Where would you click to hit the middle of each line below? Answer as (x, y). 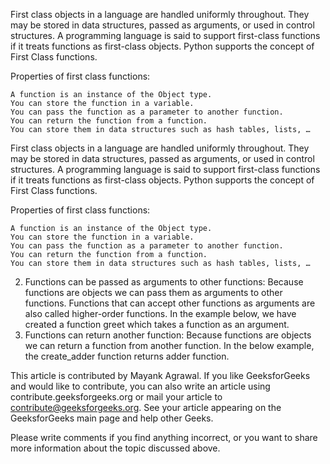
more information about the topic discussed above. (115, 448)
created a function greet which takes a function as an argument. (157, 324)
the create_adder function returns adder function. (127, 356)
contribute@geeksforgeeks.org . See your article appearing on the (146, 407)
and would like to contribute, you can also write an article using (140, 386)
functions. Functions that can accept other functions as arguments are (170, 303)
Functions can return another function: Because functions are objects (168, 335)
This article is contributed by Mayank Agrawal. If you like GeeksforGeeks (160, 375)
